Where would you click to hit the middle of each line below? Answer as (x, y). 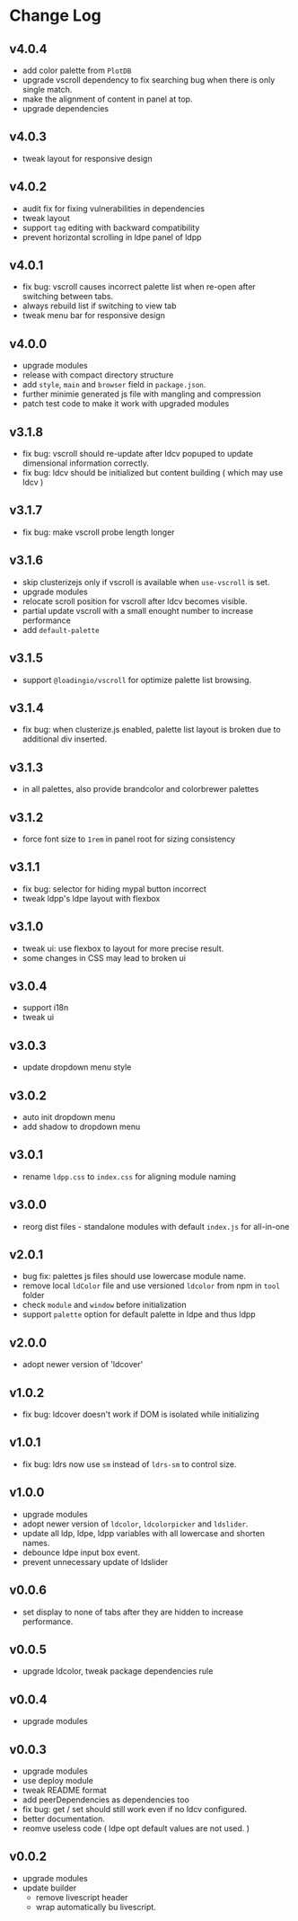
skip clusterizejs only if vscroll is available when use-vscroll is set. (146, 582)
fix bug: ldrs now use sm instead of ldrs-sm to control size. (129, 1464)
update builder (49, 1888)
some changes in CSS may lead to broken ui (104, 957)
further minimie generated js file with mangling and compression (142, 394)
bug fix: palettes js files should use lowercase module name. (134, 1276)
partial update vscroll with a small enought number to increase (138, 610)
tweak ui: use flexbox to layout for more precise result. (123, 948)
